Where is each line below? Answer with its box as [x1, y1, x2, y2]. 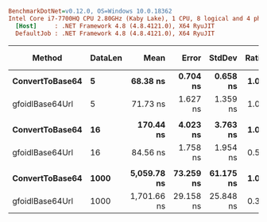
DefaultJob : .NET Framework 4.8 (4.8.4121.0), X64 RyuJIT [15, 29, 215, 37]
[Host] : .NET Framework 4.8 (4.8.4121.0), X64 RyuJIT [15, 21, 215, 30]
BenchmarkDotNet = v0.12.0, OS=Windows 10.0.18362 [8, 7, 172, 15]
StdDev [209, 52, 238, 63]
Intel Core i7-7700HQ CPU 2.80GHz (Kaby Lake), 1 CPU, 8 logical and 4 [8, 14, 250, 22]
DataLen [90, 52, 123, 63]
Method [32, 52, 63, 63]
